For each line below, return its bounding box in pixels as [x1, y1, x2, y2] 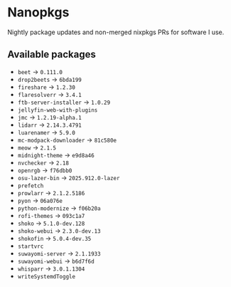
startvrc [17, 243, 44, 250]
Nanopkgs [7, 4, 70, 21]
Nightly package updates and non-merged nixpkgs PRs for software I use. [7, 28, 225, 36]
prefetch [17, 182, 44, 189]
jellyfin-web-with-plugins [17, 106, 98, 114]
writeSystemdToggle [17, 273, 76, 280]
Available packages [7, 48, 96, 61]
